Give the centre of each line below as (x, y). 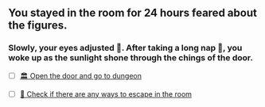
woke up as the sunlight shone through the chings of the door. (131, 58)
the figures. (38, 26)
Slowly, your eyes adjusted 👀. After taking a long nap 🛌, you (125, 48)
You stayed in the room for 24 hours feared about (132, 13)
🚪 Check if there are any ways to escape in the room (106, 94)
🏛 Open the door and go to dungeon (80, 75)
